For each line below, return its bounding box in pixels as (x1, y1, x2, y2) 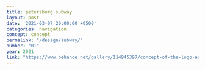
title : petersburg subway (6, 9, 72, 15)
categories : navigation (6, 26, 67, 32)
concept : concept (6, 32, 51, 38)
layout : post (6, 15, 40, 21)
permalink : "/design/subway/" (6, 37, 84, 43)
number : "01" (6, 43, 40, 49)
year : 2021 (6, 49, 34, 55)
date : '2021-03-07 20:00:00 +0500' (6, 20, 97, 26)
